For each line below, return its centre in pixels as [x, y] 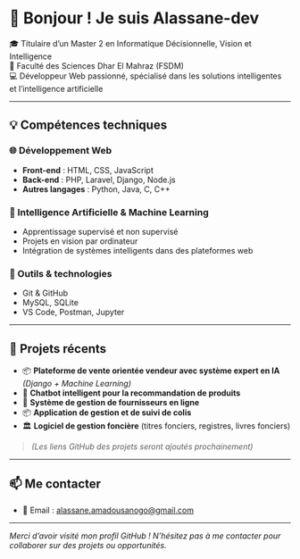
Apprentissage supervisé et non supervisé [100, 231]
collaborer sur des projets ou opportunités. [88, 545]
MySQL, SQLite [50, 303]
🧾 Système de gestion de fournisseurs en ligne [110, 403]
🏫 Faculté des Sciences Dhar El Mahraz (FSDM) [97, 65]
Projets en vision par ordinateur [80, 241]
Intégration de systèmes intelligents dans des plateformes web [137, 250]
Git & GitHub [45, 293]
